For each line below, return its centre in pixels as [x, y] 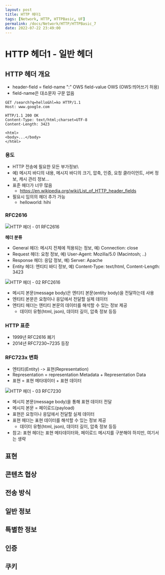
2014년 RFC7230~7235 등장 [41, 343]
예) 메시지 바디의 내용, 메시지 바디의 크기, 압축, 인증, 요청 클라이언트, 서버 [83, 173]
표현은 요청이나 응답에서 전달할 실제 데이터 [54, 414]
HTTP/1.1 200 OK [22, 116]
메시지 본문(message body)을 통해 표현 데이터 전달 [62, 402]
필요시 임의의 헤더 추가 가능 [39, 197]
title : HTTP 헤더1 [23, 14]
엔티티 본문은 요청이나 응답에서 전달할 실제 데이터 [60, 299]
